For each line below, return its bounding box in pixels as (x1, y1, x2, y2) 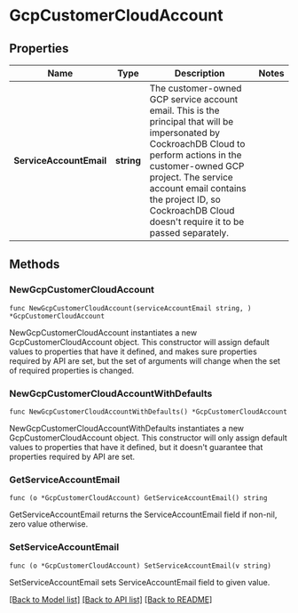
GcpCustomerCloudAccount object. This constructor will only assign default (9, 432, 288, 443)
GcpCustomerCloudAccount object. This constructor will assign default (9, 336, 271, 347)
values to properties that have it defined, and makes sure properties (9, 346, 257, 357)
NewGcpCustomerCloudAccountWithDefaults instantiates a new (9, 423, 245, 433)
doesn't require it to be (149, 215, 245, 228)
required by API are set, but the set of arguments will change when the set (9, 355, 281, 366)
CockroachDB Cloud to (149, 138, 246, 149)
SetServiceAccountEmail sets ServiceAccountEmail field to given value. (9, 577, 271, 587)
